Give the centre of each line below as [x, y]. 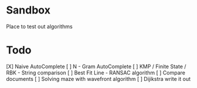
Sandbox [29, 10]
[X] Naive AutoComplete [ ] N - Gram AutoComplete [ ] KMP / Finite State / [96, 66]
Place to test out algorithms [39, 26]
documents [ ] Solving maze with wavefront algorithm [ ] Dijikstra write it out [98, 79]
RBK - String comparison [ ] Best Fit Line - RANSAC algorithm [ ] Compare [96, 72]
